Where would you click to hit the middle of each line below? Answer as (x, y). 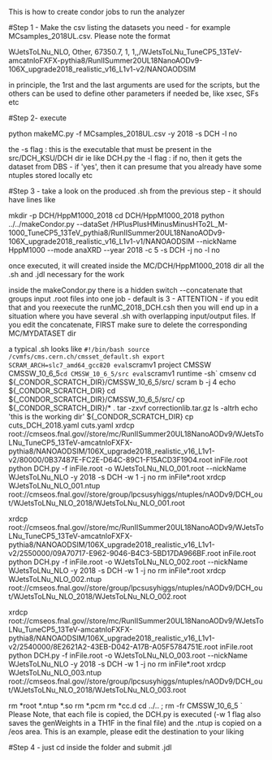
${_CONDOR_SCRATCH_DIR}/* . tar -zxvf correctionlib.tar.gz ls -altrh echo (133, 408)
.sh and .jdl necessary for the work (67, 274)
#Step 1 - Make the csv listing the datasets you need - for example (120, 27)
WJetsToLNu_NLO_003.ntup (55, 673)
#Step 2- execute (38, 118)
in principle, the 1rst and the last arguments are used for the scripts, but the (134, 85)
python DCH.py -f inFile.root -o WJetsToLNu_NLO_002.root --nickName (128, 562)
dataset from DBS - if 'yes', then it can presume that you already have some (135, 167)
